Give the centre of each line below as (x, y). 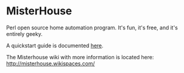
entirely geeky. (24, 34)
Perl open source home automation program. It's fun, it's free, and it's (92, 28)
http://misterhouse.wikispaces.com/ (50, 63)
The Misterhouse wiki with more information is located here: (80, 57)
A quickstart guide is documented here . (55, 45)
